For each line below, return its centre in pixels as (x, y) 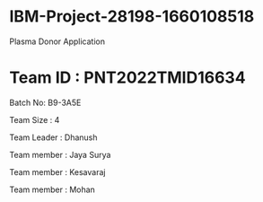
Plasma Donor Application (57, 41)
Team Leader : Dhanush (53, 137)
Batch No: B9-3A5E (45, 102)
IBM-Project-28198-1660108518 (132, 17)
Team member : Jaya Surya (60, 154)
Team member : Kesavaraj (57, 171)
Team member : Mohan (53, 189)
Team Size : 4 (35, 119)
